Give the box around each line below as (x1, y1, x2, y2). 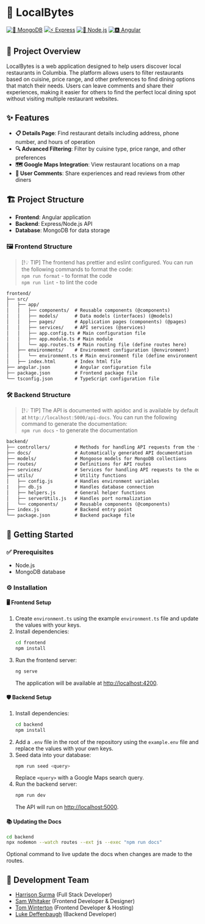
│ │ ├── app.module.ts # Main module (6, 336, 113, 342)
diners (15, 176, 32, 183)
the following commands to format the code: (21, 266, 133, 273)
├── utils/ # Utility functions (6, 472, 127, 479)
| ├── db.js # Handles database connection (6, 483, 154, 490)
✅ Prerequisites (6, 548, 54, 556)
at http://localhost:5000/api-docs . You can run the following (21, 413, 177, 421)
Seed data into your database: (15, 751, 92, 758)
